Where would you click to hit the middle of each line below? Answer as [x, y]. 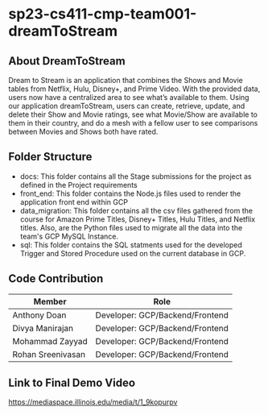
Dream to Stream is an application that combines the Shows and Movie [126, 80]
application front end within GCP [74, 201]
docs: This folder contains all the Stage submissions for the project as [136, 176]
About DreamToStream [67, 61]
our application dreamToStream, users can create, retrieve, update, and [127, 106]
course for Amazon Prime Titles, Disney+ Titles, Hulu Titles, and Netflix [138, 219]
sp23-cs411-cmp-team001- [103, 14]
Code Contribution [56, 279]
